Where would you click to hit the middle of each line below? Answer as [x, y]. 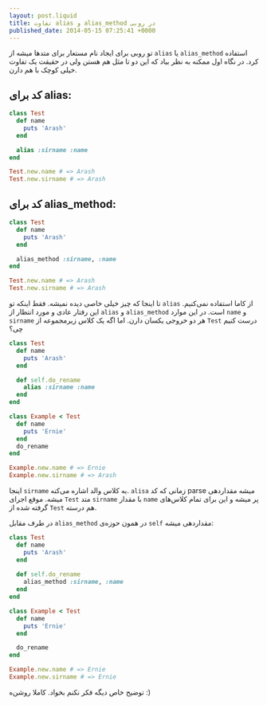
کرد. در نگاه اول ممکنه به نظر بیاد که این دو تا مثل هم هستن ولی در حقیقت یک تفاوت [134, 61]
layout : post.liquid [43, 16]
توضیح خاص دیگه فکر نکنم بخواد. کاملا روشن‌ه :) [80, 692]
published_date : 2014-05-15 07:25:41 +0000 [82, 30]
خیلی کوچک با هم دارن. [43, 70]
